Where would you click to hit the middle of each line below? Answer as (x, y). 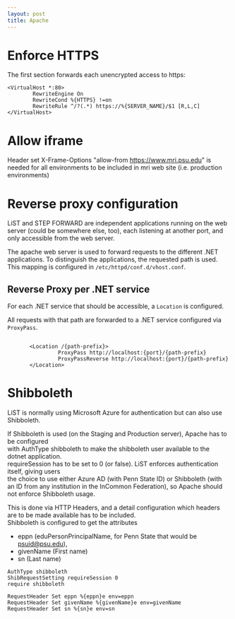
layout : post (26, 14)
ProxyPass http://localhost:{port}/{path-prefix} (132, 353)
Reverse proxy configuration (93, 204)
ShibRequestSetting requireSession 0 (63, 578)
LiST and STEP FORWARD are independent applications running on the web (117, 223)
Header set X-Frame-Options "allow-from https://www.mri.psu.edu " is (109, 160)
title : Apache (28, 20)
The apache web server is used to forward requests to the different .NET (113, 252)
